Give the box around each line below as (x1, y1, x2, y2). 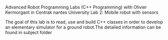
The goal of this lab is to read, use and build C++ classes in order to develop (5, 19, 163, 25)
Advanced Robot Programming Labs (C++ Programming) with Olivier (5, 4, 147, 10)
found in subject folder (5, 30, 52, 35)
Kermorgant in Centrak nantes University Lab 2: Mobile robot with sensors (5, 9, 159, 15)
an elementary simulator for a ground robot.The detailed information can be (5, 24, 161, 30)
